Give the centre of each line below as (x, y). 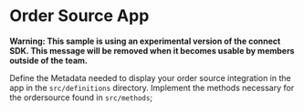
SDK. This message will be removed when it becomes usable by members (152, 50)
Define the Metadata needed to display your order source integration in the (150, 77)
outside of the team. (49, 60)
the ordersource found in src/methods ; (81, 97)
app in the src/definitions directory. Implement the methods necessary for (152, 87)
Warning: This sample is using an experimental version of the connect (145, 41)
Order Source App (79, 16)
